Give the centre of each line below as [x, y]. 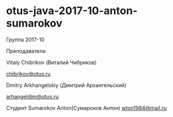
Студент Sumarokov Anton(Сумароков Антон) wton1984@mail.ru [86, 108]
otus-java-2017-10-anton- [72, 11]
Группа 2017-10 [25, 39]
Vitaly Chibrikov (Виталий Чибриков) [51, 62]
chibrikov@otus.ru [29, 73]
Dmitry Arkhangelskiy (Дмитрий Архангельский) [66, 85]
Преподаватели [26, 51]
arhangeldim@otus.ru [32, 96]
